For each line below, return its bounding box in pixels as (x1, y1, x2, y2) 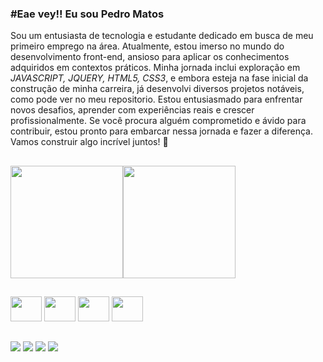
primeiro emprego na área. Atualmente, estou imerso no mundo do (10, 40, 285, 52)
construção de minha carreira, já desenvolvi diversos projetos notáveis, (10, 83, 305, 95)
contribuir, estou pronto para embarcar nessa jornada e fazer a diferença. (10, 125, 313, 137)
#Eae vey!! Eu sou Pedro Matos (10, 7, 165, 21)
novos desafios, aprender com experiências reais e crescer (10, 104, 255, 116)
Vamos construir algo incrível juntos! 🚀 (10, 136, 169, 148)
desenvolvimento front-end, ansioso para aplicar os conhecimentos (10, 51, 290, 63)
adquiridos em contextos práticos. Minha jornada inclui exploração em (10, 62, 301, 74)
